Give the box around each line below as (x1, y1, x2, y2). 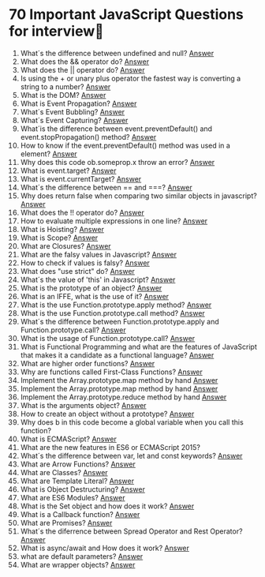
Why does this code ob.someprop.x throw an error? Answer (20, 157, 215, 167)
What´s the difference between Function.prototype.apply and (20, 317, 219, 326)
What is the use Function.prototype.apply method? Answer (20, 300, 212, 309)
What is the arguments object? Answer (20, 400, 147, 410)
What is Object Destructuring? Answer (20, 484, 145, 494)
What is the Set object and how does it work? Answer (20, 501, 195, 511)
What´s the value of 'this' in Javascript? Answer (20, 275, 176, 284)
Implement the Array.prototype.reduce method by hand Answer (20, 392, 227, 402)
